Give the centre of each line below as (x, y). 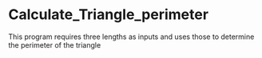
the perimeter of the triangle (55, 44)
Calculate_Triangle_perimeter (109, 15)
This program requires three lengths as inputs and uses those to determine (131, 37)
